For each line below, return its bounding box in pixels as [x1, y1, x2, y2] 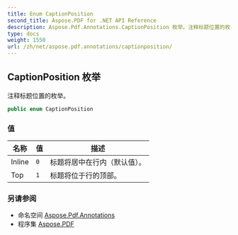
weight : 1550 [7, 37, 46, 44]
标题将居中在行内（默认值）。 [50, 157, 147, 167]
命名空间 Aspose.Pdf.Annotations [17, 211, 115, 219]
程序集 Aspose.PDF [17, 220, 74, 229]
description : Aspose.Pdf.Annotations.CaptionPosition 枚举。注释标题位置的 [7, 23, 225, 30]
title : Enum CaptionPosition [7, 10, 93, 18]
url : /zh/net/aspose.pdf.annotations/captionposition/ [7, 43, 173, 50]
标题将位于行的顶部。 [50, 171, 122, 180]
